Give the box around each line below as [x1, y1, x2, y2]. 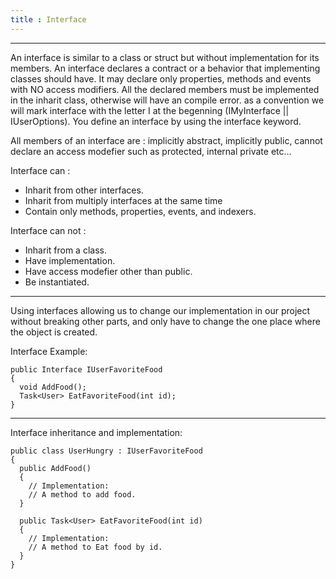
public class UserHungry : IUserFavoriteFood [10, 446, 203, 456]
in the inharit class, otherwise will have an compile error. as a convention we [10, 94, 325, 106]
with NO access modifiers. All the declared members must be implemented [10, 83, 320, 95]
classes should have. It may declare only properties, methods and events [10, 72, 312, 85]
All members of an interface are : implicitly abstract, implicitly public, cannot [10, 134, 323, 146]
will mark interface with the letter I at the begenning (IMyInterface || [10, 104, 290, 116]
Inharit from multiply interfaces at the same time [24, 194, 223, 206]
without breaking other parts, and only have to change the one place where [10, 315, 321, 327]
